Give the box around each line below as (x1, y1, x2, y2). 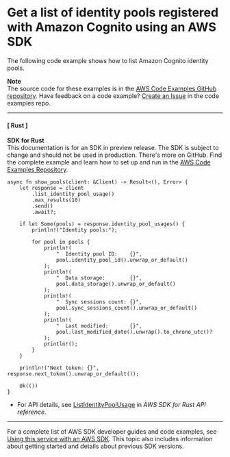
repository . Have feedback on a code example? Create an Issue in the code (7, 91, 220, 100)
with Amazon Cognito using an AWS (7, 19, 217, 35)
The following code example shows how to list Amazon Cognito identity (7, 56, 209, 64)
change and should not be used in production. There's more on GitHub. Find (7, 151, 222, 159)
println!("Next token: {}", (19, 365, 99, 371)
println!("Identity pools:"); (31, 227, 118, 234)
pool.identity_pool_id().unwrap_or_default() (55, 257, 188, 264)
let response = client (19, 185, 84, 192)
